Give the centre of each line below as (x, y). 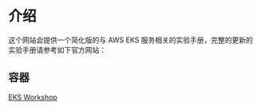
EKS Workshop (33, 97)
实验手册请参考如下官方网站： (57, 49)
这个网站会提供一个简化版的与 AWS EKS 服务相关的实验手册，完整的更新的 (131, 40)
